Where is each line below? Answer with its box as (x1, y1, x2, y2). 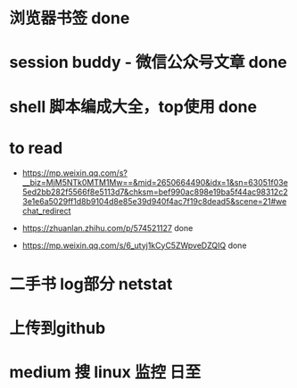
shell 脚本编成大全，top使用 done (9, 96, 257, 117)
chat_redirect (21, 205, 71, 216)
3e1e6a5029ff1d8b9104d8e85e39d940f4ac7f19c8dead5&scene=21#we (21, 195, 287, 206)
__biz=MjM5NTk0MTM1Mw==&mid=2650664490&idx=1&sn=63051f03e (21, 177, 288, 187)
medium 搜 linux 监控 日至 (9, 362, 202, 383)
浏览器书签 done (9, 8, 130, 29)
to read (9, 137, 63, 158)
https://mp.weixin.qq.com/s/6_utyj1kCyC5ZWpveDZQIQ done (21, 240, 247, 251)
